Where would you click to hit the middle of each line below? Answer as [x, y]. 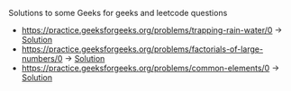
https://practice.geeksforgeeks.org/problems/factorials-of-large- [142, 49]
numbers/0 [42, 58]
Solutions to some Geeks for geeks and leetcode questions [118, 13]
